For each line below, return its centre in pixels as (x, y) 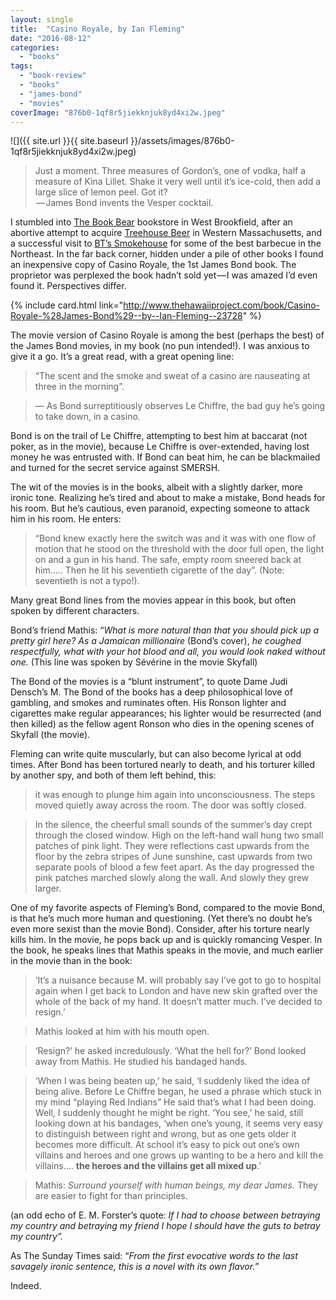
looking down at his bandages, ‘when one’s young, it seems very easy (178, 1123)
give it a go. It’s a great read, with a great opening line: (122, 357)
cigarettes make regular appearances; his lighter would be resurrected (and (166, 713)
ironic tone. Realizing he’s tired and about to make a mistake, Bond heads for (168, 498)
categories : (35, 47)
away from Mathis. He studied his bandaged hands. (141, 1062)
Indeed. (26, 1286)
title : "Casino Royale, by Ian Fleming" (98, 29)
